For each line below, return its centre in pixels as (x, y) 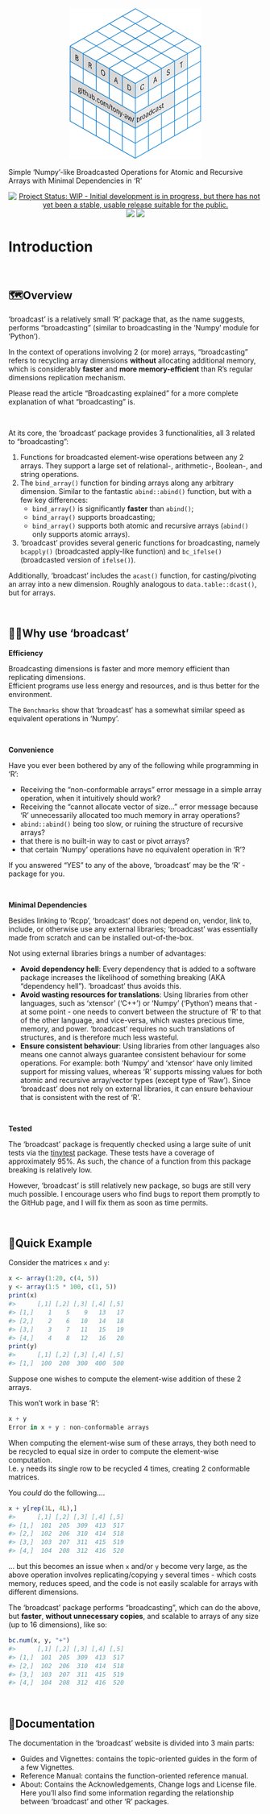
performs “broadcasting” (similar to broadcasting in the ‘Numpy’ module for (134, 327)
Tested (20, 1128)
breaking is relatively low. (50, 1169)
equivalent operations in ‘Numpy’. (64, 718)
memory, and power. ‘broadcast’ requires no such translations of (127, 1028)
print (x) (23, 1296)
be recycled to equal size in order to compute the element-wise (114, 1451)
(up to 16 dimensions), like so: (58, 1625)
